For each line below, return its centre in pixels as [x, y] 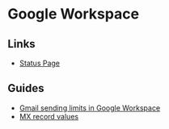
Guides [26, 88]
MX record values [49, 116]
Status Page [40, 63]
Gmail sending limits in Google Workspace [90, 108]
